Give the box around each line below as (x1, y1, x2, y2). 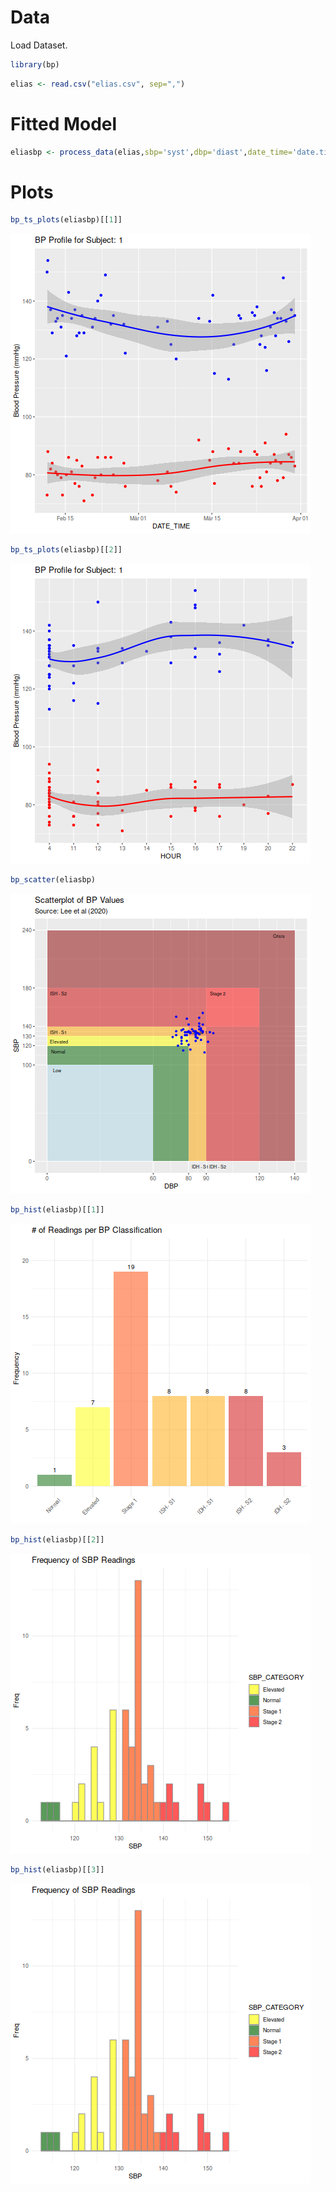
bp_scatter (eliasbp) (10, 875, 97, 885)
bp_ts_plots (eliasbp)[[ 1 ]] (10, 215, 123, 225)
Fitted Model (10, 112, 118, 135)
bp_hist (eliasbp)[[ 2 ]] (10, 1534, 105, 1545)
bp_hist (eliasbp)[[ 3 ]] (10, 1864, 105, 1875)
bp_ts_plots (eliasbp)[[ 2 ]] (10, 545, 123, 555)
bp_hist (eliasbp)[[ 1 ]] (10, 1205, 105, 1215)
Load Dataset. (10, 39, 68, 51)
